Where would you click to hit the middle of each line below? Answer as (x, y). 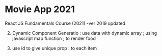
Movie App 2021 (40, 9)
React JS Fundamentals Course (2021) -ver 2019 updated (65, 23)
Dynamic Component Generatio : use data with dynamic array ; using (85, 33)
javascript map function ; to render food (54, 38)
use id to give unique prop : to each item (55, 48)
